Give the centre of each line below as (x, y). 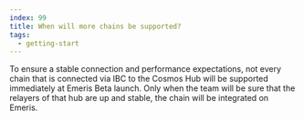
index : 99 (28, 18)
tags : (20, 35)
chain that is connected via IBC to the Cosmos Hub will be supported (139, 79)
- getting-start (48, 43)
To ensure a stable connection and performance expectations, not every (145, 69)
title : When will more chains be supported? (95, 26)
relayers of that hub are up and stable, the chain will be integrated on (139, 98)
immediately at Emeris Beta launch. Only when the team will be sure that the (152, 88)
